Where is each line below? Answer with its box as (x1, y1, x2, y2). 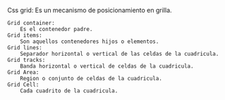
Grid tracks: (7, 56, 46, 63)
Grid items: (7, 32, 42, 39)
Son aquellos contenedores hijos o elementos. (20, 38, 159, 45)
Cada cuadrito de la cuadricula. (20, 87, 118, 94)
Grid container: (7, 20, 55, 27)
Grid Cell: (7, 81, 39, 88)
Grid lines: (7, 44, 42, 51)
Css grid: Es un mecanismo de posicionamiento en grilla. (7, 6, 172, 14)
